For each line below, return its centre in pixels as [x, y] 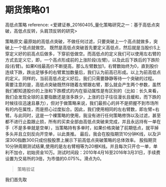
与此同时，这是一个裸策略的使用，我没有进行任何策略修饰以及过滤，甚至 [87, 115]
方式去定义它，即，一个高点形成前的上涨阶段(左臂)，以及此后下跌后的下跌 [80, 60]
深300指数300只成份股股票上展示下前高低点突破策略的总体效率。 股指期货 [81, 140]
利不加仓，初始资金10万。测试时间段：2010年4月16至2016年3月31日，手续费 [83, 152]
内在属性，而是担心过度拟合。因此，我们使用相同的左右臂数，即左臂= [84, 109]
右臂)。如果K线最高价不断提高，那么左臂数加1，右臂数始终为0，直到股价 [85, 66]
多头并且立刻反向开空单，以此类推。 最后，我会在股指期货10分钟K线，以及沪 [83, 134]
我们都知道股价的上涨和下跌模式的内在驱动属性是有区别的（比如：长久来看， [83, 91]
